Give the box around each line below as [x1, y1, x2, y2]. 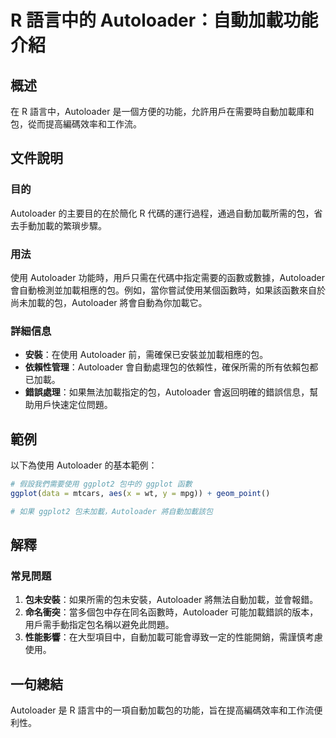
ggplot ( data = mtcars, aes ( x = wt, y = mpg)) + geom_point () [10, 488, 271, 498]
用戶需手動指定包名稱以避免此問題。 [24, 619, 175, 631]
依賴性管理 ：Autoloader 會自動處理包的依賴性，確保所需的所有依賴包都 [24, 361, 319, 373]
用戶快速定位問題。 [33, 399, 113, 411]
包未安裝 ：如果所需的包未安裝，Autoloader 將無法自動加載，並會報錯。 [24, 594, 319, 606]
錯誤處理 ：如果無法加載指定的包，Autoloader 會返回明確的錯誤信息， [24, 386, 310, 398]
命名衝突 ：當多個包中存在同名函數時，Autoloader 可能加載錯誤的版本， [24, 606, 319, 618]
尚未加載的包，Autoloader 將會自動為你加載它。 [10, 296, 208, 308]
